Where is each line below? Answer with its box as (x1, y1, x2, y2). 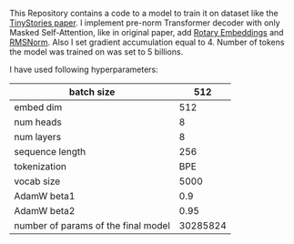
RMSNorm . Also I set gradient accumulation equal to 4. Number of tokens (9, 36, 285, 47)
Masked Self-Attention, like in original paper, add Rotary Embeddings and (9, 27, 284, 37)
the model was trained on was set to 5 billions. (9, 46, 184, 57)
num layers (14, 131, 62, 143)
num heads (14, 116, 62, 128)
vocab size (14, 175, 61, 188)
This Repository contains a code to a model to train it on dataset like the (9, 8, 279, 18)
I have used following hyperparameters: (9, 64, 158, 75)
